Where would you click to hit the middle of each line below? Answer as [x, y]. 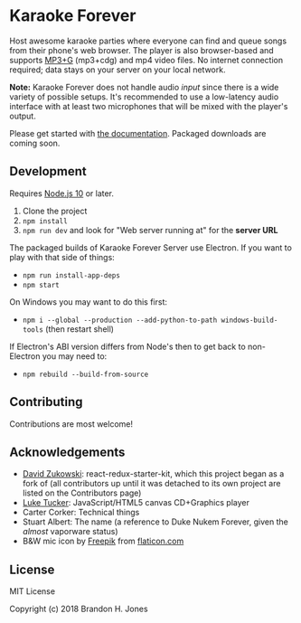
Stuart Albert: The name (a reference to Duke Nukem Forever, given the [155, 522]
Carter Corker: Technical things [81, 513]
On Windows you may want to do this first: [89, 302]
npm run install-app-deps [71, 275]
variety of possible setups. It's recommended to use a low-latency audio [144, 97]
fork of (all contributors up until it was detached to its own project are [151, 484]
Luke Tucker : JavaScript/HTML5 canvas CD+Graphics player [136, 503]
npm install [45, 221]
